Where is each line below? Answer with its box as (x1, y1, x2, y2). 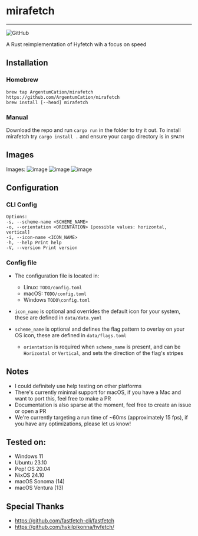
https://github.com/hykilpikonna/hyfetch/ (14, 524, 115, 531)
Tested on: (6, 437, 46, 447)
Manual (6, 113, 28, 121)
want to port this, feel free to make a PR (14, 395, 111, 402)
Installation (6, 58, 48, 68)
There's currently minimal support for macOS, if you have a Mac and (14, 389, 181, 396)
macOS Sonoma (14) (14, 478, 65, 485)
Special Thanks (6, 501, 64, 511)
